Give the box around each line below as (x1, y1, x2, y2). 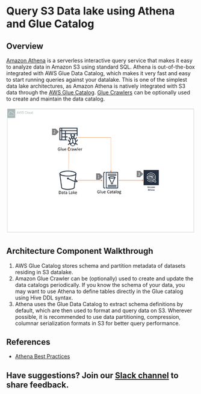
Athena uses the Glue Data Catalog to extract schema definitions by (14, 300, 184, 307)
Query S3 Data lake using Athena (6, 4, 175, 18)
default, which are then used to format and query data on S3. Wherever (14, 307, 193, 314)
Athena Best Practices (14, 353, 70, 360)
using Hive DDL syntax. (14, 294, 73, 301)
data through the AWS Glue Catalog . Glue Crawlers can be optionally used (6, 89, 191, 96)
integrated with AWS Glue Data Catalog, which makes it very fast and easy (6, 70, 191, 76)
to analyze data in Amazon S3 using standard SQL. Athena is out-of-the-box (6, 63, 196, 70)
